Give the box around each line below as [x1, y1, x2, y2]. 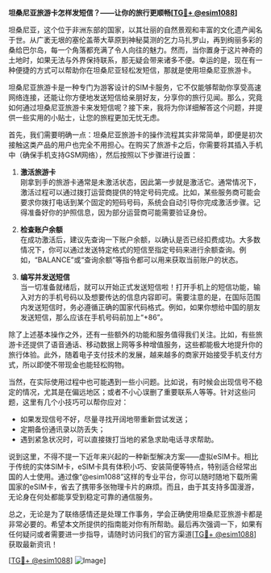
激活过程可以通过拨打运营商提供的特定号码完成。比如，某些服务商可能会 [19, 187, 261, 197]
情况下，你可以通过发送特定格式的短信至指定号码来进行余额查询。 [19, 245, 240, 254]
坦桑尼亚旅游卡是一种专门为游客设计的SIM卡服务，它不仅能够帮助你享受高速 [8, 82, 262, 92]
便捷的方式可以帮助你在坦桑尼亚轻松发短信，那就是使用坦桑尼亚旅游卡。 [15, 65, 256, 75]
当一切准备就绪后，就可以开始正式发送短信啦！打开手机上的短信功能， [19, 282, 254, 291]
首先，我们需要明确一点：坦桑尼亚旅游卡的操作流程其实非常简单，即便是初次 [8, 130, 263, 140]
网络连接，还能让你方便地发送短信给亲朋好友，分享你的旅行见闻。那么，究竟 [8, 93, 263, 102]
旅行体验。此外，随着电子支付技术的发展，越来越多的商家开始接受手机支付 [8, 350, 256, 359]
